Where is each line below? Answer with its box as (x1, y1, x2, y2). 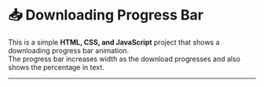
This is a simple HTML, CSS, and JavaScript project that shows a (8, 37, 220, 47)
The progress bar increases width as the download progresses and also (8, 54, 241, 63)
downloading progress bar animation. (8, 45, 130, 55)
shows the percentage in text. (8, 62, 104, 71)
